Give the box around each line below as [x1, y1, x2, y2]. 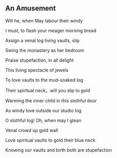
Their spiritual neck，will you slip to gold [5, 87, 91, 93]
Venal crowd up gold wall [5, 127, 58, 133]
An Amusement [5, 4, 56, 13]
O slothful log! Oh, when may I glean [5, 117, 81, 123]
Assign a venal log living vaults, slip [5, 37, 80, 43]
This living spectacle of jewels [5, 67, 69, 73]
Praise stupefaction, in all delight [5, 57, 74, 63]
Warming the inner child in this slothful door [5, 97, 97, 103]
